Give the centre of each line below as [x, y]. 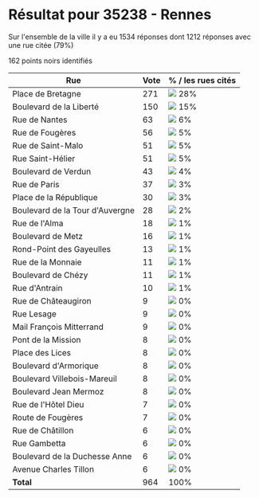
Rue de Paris [36, 184]
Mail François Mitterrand [58, 327]
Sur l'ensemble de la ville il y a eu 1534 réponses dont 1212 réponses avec [129, 37]
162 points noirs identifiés [51, 61]
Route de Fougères [48, 418]
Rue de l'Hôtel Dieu [48, 404]
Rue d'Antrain [37, 288]
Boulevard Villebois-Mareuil [65, 378]
